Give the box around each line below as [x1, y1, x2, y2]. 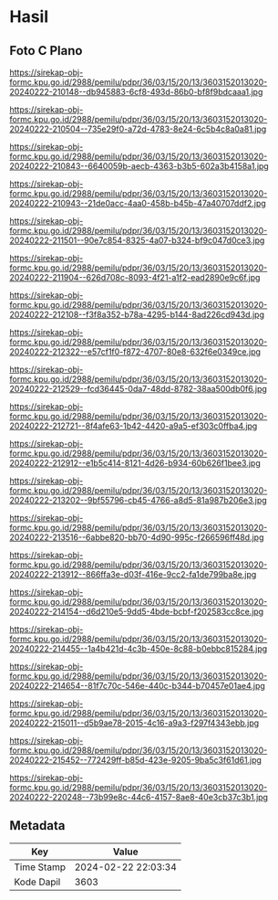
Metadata [9, 818, 66, 833]
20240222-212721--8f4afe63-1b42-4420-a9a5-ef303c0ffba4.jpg [9, 420, 258, 431]
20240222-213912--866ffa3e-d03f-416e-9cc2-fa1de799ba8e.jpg [9, 569, 257, 579]
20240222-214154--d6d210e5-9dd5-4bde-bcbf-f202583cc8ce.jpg [9, 606, 264, 617]
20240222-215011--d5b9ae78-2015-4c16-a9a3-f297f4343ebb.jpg [9, 717, 260, 728]
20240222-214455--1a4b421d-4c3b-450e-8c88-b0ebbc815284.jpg [9, 643, 268, 654]
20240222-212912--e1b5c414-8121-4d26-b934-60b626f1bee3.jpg [9, 458, 262, 468]
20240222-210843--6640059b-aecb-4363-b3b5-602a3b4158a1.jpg [9, 161, 269, 171]
